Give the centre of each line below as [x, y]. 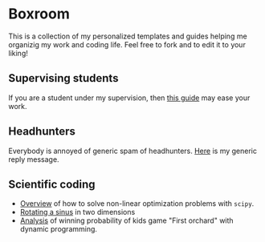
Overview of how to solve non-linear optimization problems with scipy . [137, 204]
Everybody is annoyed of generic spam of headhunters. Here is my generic [132, 151]
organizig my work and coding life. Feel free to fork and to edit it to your [127, 44]
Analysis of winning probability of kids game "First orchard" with [127, 220]
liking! [18, 53]
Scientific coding [52, 184]
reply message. [34, 159]
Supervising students [63, 78]
